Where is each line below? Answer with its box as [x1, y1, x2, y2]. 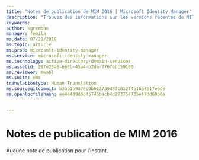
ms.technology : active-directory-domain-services [6, 58, 131, 64]
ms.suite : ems [6, 75, 41, 81]
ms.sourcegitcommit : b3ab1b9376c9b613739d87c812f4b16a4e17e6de [6, 86, 166, 92]
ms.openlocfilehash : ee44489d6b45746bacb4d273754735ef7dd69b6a [6, 91, 166, 97]
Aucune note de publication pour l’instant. [6, 146, 108, 154]
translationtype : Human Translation [6, 81, 97, 87]
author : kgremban [6, 25, 49, 31]
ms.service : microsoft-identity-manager [6, 53, 108, 59]
